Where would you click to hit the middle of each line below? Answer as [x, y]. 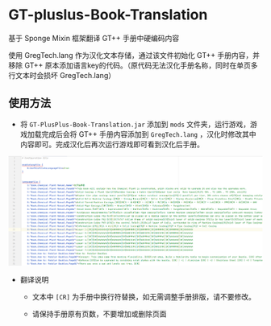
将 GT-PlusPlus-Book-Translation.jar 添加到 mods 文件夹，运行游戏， [135, 124]
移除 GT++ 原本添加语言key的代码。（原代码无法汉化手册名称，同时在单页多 [133, 65]
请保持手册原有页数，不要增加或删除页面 [99, 314]
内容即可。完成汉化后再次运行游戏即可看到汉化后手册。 [112, 144]
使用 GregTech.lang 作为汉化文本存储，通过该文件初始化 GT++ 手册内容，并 [134, 55]
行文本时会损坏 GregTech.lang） [62, 75]
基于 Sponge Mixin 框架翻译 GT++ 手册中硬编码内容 [94, 38]
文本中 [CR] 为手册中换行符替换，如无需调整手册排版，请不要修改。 [144, 297]
